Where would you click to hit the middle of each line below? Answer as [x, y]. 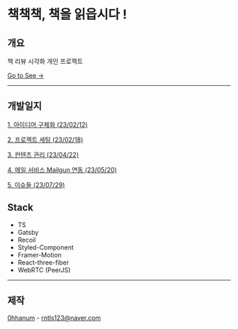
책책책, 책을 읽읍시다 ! [67, 15]
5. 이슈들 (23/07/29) [36, 184]
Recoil [27, 240]
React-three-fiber [43, 262]
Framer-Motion [40, 255]
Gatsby [28, 232]
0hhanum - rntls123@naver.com [54, 318]
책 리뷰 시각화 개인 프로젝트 [45, 61]
